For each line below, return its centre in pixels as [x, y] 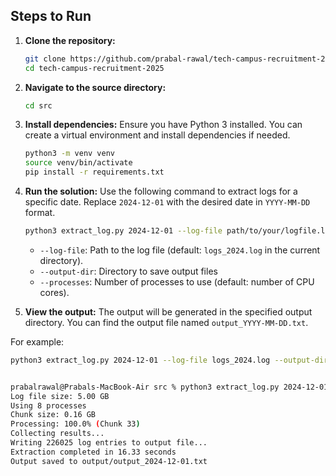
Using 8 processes [48, 405]
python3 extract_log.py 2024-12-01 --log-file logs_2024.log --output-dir [169, 360]
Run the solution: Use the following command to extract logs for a [161, 191]
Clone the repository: [70, 40]
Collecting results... [57, 434]
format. [40, 213]
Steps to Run [51, 16]
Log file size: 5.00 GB [60, 396]
